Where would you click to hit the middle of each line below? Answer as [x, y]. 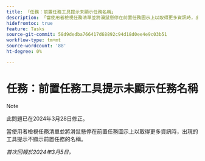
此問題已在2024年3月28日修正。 [47, 118]
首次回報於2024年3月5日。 [40, 152]
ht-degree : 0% [24, 52]
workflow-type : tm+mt [34, 40]
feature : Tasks [26, 29]
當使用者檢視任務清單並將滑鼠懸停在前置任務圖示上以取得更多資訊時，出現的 [102, 131]
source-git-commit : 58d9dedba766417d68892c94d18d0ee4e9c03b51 [87, 35]
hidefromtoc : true [30, 23]
